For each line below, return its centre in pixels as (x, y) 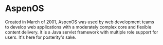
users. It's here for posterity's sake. (41, 37)
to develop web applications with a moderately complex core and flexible (78, 27)
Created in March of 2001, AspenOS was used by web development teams (80, 22)
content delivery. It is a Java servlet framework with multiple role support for (81, 32)
